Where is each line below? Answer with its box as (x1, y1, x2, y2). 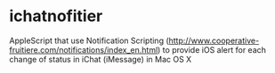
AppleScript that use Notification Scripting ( (9, 35, 169, 46)
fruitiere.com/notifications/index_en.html (9, 44, 158, 55)
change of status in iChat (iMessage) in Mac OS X (9, 54, 192, 64)
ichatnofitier (9, 6, 103, 26)
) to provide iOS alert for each (157, 44, 267, 55)
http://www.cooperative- (168, 35, 260, 46)
